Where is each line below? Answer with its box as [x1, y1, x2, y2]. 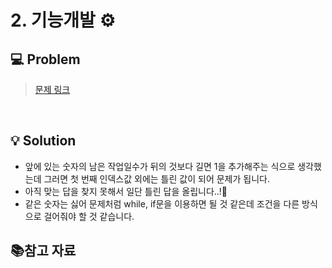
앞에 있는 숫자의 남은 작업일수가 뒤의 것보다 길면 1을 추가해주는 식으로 [24, 160, 296, 172]
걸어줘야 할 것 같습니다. [43, 210, 135, 222]
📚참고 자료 [10, 242, 77, 260]
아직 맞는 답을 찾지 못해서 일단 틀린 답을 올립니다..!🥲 [24, 185, 228, 197]
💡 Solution [10, 132, 77, 150]
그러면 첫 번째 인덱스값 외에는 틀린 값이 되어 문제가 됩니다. [43, 172, 270, 185]
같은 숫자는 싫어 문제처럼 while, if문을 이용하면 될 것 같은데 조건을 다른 [24, 197, 300, 210]
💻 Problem [10, 51, 81, 68]
